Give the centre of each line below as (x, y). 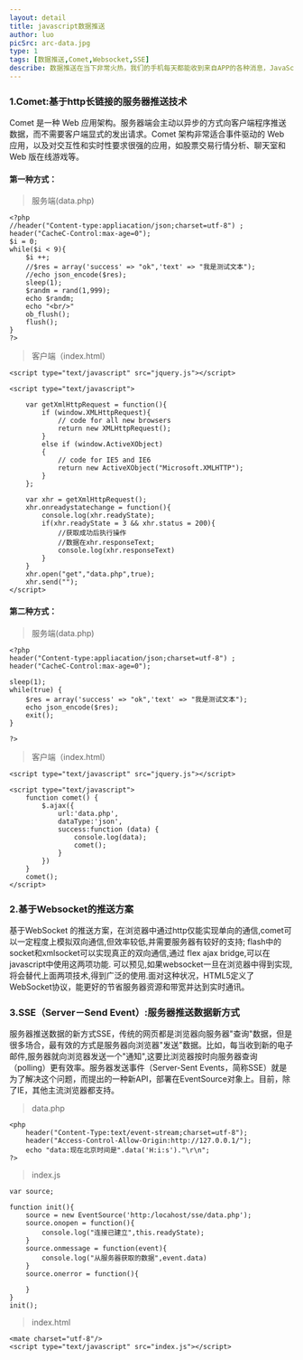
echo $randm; (50, 299)
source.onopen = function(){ (80, 1224)
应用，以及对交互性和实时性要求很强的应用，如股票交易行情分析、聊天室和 (147, 145)
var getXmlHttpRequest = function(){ (96, 405)
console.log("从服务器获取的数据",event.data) (124, 1258)
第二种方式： (33, 611)
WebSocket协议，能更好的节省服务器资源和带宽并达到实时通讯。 (129, 987)
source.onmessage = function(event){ (96, 1249)
